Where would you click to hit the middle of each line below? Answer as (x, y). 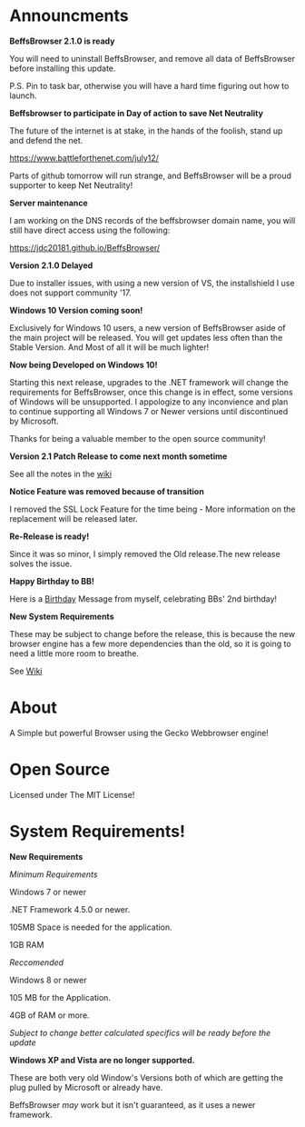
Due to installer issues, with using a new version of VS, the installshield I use (152, 283)
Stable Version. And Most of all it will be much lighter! (109, 347)
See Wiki (26, 671)
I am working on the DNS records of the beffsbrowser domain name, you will (152, 220)
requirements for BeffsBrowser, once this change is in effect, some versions (151, 392)
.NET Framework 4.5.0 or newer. (70, 909)
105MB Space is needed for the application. (91, 927)
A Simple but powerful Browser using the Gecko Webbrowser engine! (139, 733)
